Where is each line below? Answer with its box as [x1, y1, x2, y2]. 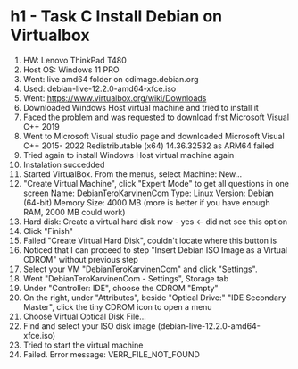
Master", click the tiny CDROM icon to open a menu [22, 301, 212, 312]
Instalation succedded [22, 159, 105, 170]
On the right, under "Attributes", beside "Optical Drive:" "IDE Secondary [22, 292, 286, 303]
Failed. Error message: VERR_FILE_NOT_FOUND [22, 348, 200, 359]
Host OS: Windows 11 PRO [22, 64, 120, 75]
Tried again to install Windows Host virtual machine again [22, 149, 235, 160]
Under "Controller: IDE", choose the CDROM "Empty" [22, 282, 219, 293]
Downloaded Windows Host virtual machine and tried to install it [22, 102, 260, 113]
